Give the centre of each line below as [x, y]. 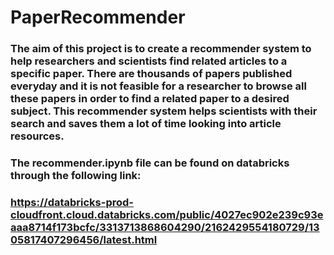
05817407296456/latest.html [84, 239]
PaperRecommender [98, 17]
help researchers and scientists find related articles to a [149, 61]
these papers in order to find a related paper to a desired [150, 99]
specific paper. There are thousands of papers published [151, 74]
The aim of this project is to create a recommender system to [161, 49]
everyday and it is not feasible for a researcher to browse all [158, 86]
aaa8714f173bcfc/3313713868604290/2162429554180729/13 [165, 227]
